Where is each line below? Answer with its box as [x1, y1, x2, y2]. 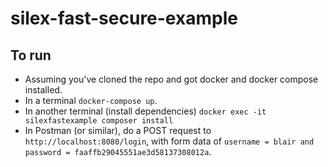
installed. [24, 84, 63, 96]
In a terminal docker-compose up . [24, 95, 158, 106]
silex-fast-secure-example [10, 7, 238, 30]
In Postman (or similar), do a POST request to [24, 125, 212, 136]
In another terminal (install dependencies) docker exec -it [24, 105, 267, 117]
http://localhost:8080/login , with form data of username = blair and [24, 135, 315, 147]
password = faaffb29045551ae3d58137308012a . [24, 146, 212, 157]
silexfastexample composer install [24, 116, 174, 126]
